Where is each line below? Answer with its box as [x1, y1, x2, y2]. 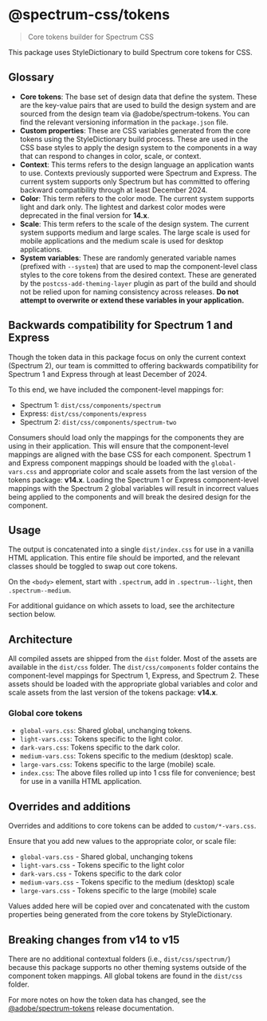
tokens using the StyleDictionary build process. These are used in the [19, 134, 249, 144]
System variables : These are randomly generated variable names [19, 253, 237, 263]
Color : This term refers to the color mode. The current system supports [19, 193, 255, 203]
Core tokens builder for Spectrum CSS [27, 32, 154, 42]
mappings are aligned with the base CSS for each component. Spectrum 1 [8, 449, 251, 459]
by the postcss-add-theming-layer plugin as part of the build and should [19, 278, 257, 288]
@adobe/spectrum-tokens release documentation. [8, 1003, 175, 1013]
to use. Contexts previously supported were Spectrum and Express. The [19, 168, 257, 177]
